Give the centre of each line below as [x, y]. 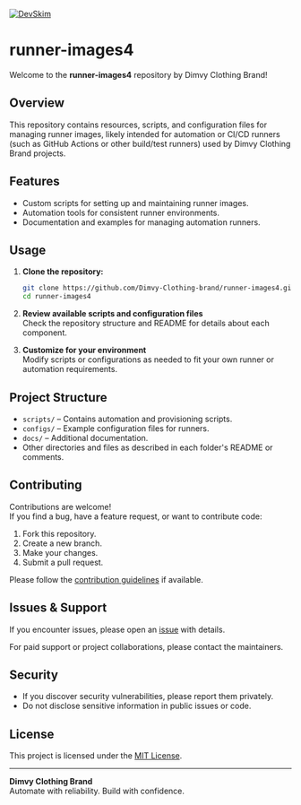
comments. [43, 456]
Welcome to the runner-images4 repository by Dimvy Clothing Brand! [138, 74]
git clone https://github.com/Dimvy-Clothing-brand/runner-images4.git [159, 288]
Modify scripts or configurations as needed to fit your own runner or [148, 359]
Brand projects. [38, 153]
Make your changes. [60, 552]
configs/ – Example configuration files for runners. [116, 428]
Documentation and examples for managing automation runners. [142, 222]
